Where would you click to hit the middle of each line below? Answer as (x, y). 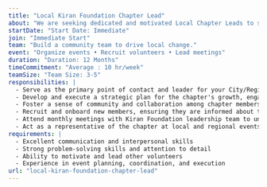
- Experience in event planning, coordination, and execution (120, 164)
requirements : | (35, 134)
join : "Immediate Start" (49, 38)
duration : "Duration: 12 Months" (64, 60)
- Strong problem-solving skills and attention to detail (114, 149)
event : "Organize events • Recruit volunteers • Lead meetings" (117, 53)
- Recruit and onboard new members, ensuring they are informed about (135, 112)
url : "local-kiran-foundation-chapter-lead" (83, 171)
